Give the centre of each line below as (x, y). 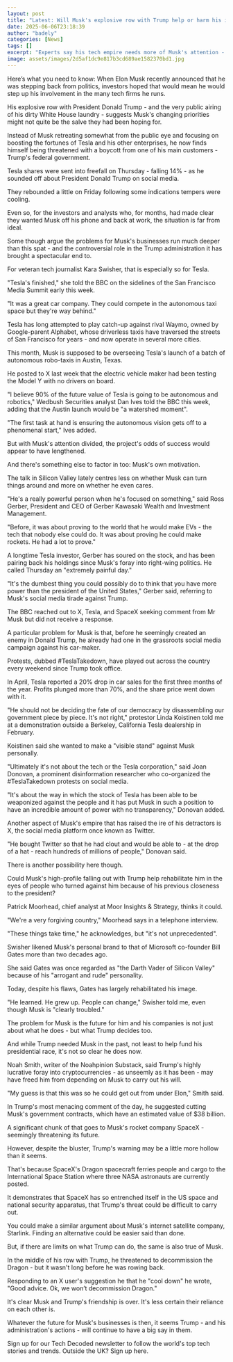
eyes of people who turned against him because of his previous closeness (113, 886)
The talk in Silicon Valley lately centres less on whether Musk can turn (107, 478)
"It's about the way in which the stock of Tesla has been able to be (102, 794)
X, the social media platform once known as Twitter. (81, 830)
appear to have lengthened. (47, 451)
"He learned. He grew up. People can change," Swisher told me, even (106, 1002)
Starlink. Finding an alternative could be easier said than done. (96, 1233)
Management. (27, 513)
